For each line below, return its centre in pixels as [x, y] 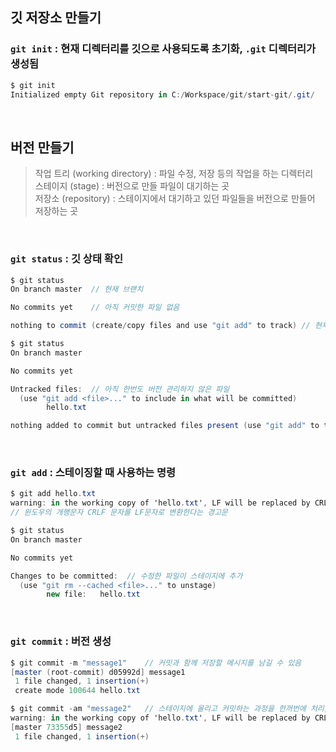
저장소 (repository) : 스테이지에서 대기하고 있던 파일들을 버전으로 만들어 [175, 199]
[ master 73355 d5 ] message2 [66, 727]
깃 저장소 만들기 [56, 18]
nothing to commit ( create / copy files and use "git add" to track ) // [160, 326]
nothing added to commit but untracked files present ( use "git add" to [165, 426]
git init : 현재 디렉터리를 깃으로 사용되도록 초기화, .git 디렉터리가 [163, 49]
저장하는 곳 [56, 211]
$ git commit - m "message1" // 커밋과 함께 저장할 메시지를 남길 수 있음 [156, 663]
